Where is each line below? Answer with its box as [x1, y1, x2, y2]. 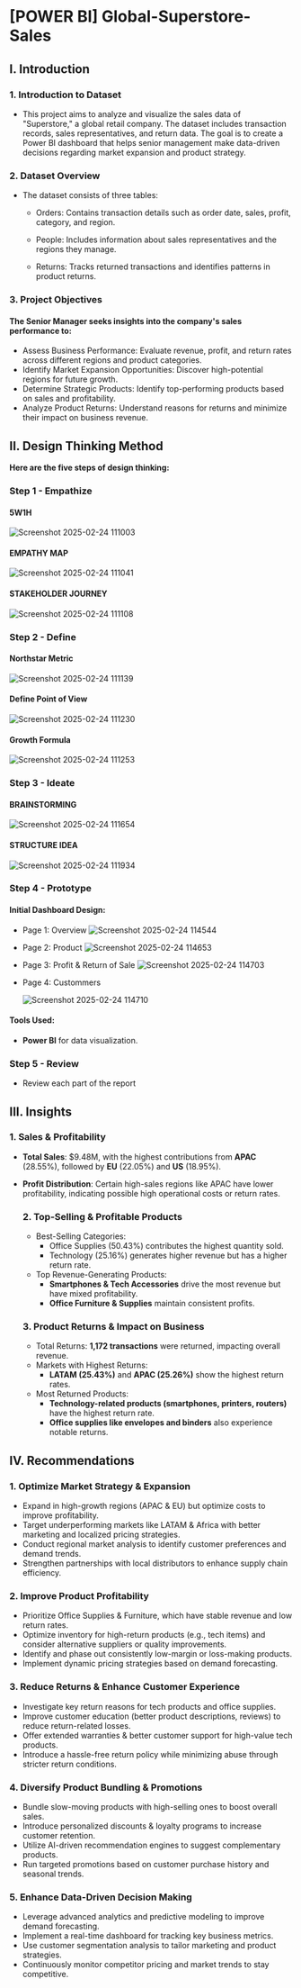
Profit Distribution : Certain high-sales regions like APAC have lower [22, 1178, 274, 1189]
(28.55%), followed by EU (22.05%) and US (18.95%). [22, 1161, 222, 1171]
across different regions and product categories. [22, 355, 202, 366]
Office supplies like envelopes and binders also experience [49, 1417, 273, 1428]
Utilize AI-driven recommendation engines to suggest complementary [22, 1839, 281, 1850]
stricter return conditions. [22, 1758, 117, 1769]
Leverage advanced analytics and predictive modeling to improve [22, 1911, 265, 1922]
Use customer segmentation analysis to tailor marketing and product [22, 1940, 277, 1951]
